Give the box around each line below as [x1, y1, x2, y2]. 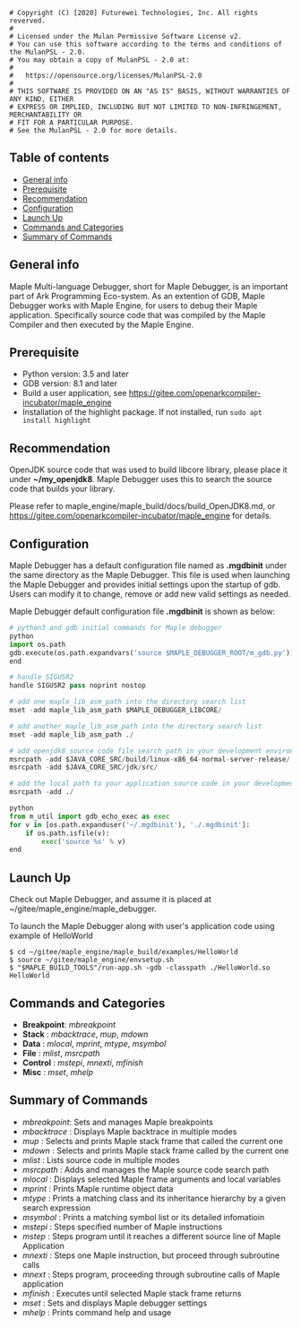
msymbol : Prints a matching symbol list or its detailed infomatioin [21, 1211, 265, 1222]
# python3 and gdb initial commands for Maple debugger [9, 624, 222, 633]
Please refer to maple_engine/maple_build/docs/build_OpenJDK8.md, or [9, 501, 276, 512]
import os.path [9, 640, 66, 649]
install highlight [21, 417, 91, 426]
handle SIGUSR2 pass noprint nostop [9, 681, 146, 690]
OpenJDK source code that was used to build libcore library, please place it [9, 464, 288, 475]
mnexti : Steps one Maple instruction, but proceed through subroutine [21, 1250, 280, 1261]
